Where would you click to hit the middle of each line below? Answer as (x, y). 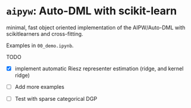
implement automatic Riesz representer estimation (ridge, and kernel (99, 68)
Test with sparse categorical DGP (56, 99)
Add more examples (39, 87)
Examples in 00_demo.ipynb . (40, 45)
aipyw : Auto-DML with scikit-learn (92, 11)
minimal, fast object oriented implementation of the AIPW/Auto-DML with (96, 27)
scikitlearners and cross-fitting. (45, 33)
